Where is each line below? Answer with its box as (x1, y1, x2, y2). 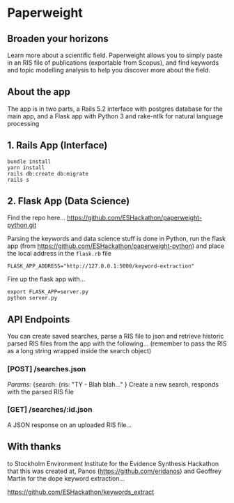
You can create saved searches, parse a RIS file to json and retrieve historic (7, 332, 224, 341)
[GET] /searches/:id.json (7, 405, 93, 415)
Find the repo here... (7, 214, 66, 222)
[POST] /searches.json (7, 364, 86, 374)
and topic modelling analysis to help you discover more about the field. (7, 66, 211, 74)
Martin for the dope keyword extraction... (7, 474, 125, 482)
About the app (7, 86, 71, 98)
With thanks (7, 441, 61, 453)
